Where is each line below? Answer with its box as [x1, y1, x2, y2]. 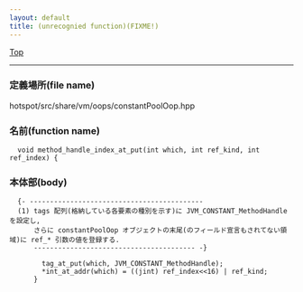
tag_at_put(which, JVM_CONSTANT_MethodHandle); [41, 259, 224, 268]
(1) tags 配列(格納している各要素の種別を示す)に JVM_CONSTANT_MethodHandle [17, 207, 288, 216]
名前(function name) [9, 124, 101, 137]
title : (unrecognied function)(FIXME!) [9, 22, 160, 31]
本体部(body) [9, 176, 68, 189]
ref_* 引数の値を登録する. [31, 236, 120, 245]
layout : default [9, 13, 70, 23]
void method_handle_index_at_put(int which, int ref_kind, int [17, 146, 260, 155]
